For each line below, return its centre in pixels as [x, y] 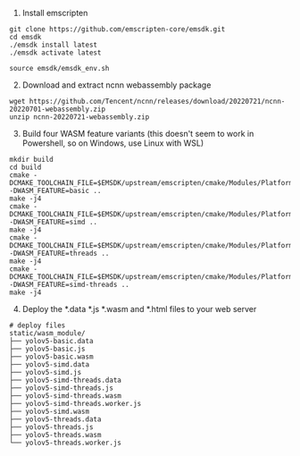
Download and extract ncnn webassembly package [117, 85]
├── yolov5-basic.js [48, 349]
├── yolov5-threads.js [51, 427]
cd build [25, 167]
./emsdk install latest [54, 45]
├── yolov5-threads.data [55, 419]
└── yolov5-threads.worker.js [66, 443]
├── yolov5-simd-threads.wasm [66, 396]
